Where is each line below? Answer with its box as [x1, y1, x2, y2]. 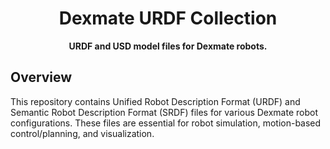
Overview [10, 69, 73, 86]
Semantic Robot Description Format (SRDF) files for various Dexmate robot [10, 106, 319, 118]
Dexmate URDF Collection [58, 7, 278, 30]
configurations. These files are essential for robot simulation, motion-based [10, 117, 322, 129]
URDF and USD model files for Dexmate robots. [68, 40, 268, 52]
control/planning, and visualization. [10, 127, 155, 139]
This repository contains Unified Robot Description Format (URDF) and [10, 95, 301, 107]
